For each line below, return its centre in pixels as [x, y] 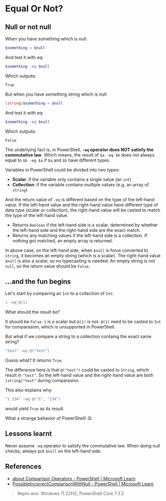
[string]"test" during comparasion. [43, 381]
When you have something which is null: [46, 39]
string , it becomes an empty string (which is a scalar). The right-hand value [83, 255]
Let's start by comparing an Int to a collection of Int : [59, 293]
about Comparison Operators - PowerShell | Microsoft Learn [74, 478]
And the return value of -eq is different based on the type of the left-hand [80, 199]
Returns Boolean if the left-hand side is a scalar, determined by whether [85, 225]
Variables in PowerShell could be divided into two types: [62, 169]
